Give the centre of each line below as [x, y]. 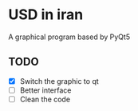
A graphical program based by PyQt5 [69, 37]
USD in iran [46, 15]
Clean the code [45, 99]
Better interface [45, 90]
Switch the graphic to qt [59, 81]
